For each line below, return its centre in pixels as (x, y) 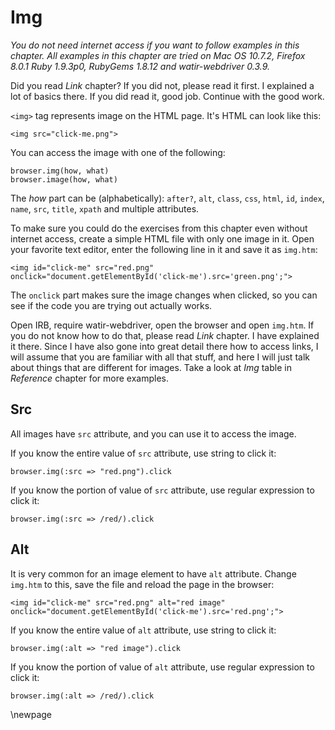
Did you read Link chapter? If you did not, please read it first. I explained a (162, 85)
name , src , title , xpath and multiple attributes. (105, 208)
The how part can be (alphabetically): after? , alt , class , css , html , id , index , (167, 198)
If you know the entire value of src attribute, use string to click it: (143, 453)
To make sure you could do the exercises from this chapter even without (159, 228)
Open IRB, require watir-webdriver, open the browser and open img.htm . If (162, 325)
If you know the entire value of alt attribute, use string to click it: (143, 630)
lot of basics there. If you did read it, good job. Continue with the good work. (167, 96)
